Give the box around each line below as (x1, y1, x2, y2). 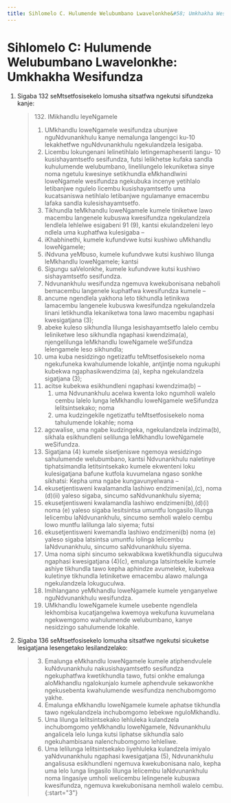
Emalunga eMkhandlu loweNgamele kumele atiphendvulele (44, 656, 212, 665)
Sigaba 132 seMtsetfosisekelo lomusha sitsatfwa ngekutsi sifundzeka (16, 92, 213, 100)
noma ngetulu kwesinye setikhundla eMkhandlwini (44, 169, 188, 178)
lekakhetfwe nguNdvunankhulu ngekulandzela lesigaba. (44, 140, 203, 149)
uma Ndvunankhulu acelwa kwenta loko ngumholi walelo (54, 389, 216, 397)
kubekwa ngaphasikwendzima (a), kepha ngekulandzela (44, 367, 204, 375)
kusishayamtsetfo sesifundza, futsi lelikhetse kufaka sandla (44, 155, 213, 163)
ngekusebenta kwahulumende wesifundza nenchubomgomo (44, 686, 217, 694)
